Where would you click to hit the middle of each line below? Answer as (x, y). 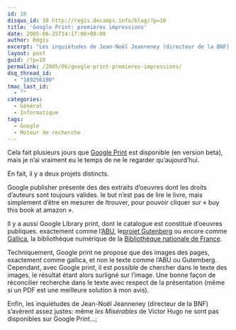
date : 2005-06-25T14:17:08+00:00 (57, 34)
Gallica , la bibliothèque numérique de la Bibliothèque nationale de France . (115, 239)
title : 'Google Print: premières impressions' (77, 27)
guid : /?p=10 (27, 60)
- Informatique (36, 113)
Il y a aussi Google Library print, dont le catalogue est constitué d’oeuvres (115, 224)
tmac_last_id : (28, 86)
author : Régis (28, 40)
